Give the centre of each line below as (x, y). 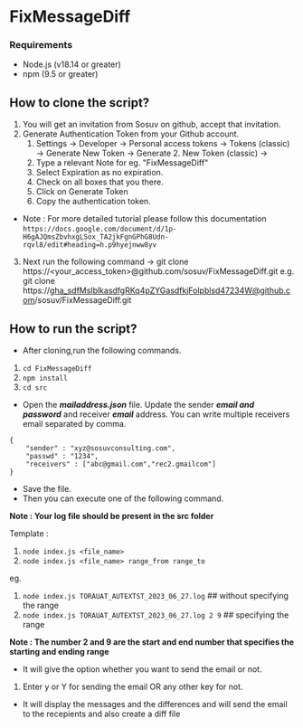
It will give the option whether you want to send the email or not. (142, 669)
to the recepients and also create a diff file (101, 714)
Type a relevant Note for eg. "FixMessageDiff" (122, 163)
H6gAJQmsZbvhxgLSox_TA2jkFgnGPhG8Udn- (95, 237)
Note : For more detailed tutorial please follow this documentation (144, 219)
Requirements (41, 45)
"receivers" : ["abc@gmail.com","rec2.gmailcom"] (121, 464)
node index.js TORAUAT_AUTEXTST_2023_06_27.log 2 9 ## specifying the (156, 615)
